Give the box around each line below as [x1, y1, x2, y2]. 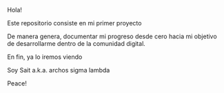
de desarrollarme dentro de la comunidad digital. [7, 40, 146, 47]
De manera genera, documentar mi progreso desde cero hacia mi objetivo [7, 32, 217, 40]
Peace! [7, 79, 28, 88]
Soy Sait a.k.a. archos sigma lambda [7, 66, 110, 74]
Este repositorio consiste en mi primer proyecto [7, 19, 142, 27]
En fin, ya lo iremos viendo [7, 53, 83, 61]
